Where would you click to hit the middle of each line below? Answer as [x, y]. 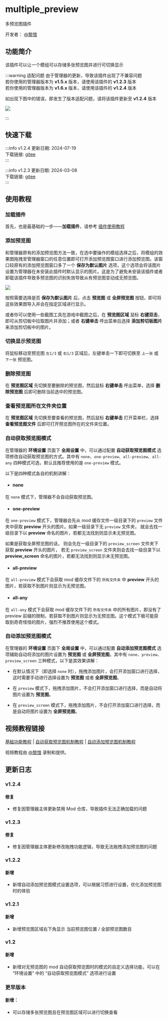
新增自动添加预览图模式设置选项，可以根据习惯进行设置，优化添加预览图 [87, 885]
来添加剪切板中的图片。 [29, 327]
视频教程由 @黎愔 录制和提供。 [37, 752]
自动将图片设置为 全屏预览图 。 [48, 711]
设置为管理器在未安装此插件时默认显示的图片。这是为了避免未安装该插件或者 [84, 271]
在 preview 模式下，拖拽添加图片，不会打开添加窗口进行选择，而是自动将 [87, 688]
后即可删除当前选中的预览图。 [54, 392]
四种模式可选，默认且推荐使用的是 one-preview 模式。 [68, 462]
